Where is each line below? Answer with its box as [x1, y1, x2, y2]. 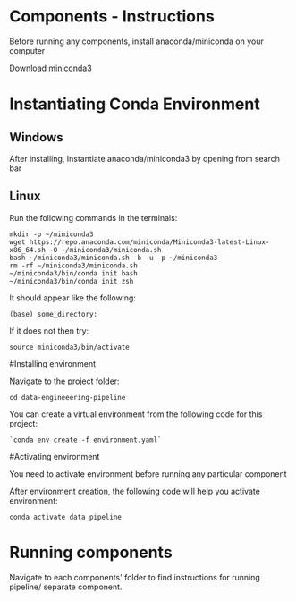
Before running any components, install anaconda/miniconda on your [9, 36, 264, 47]
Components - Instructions [9, 6, 215, 27]
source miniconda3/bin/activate [9, 343, 130, 351]
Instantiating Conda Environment [9, 94, 261, 114]
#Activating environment [9, 451, 100, 461]
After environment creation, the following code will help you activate [9, 486, 261, 496]
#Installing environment [9, 358, 97, 368]
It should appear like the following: [9, 292, 137, 303]
